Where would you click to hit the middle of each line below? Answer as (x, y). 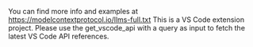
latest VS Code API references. (59, 36)
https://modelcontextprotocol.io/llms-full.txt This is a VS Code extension (126, 20)
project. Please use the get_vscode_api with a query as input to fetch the (127, 28)
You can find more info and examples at (73, 11)
